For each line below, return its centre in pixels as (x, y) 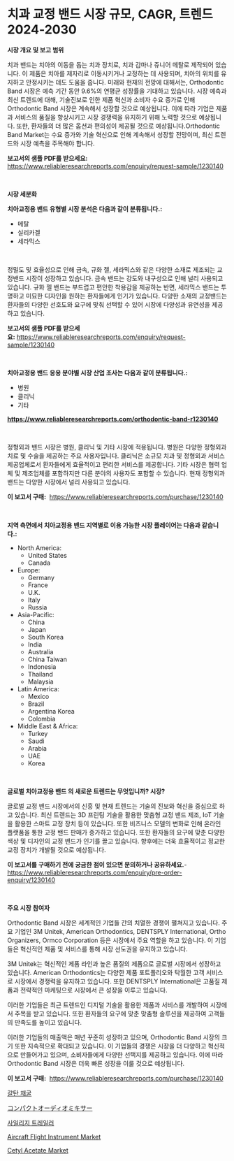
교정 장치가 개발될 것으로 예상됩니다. (57, 849)
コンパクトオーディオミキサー (50, 1108)
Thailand (41, 674)
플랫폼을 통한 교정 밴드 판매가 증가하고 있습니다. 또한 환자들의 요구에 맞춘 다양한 (116, 832)
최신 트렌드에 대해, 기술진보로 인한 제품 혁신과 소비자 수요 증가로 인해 (101, 99)
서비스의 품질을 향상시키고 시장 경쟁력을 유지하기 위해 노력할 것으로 (106, 117)
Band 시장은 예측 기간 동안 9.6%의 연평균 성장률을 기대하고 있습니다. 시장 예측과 (117, 91)
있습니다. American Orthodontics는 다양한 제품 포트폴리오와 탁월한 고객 (106, 972)
